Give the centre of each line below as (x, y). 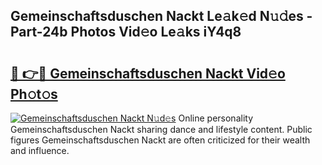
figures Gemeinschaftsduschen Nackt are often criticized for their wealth (160, 140)
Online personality (216, 118)
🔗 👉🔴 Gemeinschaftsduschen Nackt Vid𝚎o (148, 73)
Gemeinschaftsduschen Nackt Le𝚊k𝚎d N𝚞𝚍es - (161, 16)
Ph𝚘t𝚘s (34, 94)
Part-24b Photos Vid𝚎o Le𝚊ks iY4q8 (126, 32)
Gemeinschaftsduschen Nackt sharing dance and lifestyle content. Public (161, 129)
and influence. (40, 150)
